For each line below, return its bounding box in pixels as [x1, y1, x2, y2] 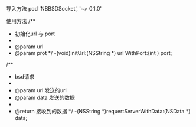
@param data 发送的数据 [14, 94, 76, 101]
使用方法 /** [6, 18, 36, 25]
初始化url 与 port [14, 30, 55, 37]
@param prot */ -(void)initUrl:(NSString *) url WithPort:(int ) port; [14, 50, 172, 56]
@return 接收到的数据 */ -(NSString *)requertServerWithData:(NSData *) [14, 108, 191, 115]
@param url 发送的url [14, 87, 67, 93]
